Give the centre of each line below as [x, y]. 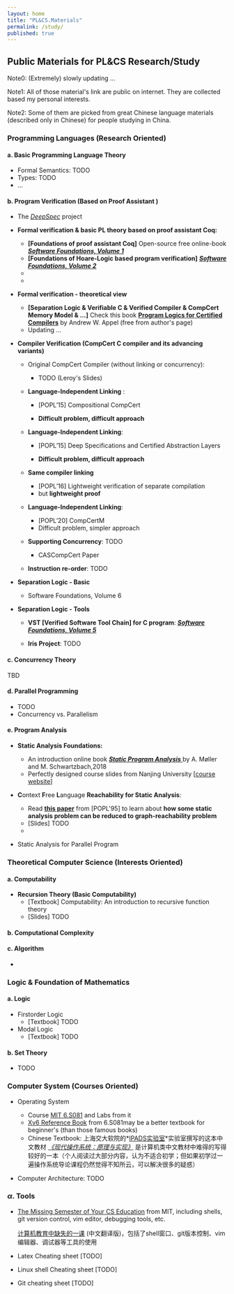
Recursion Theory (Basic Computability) [77, 895]
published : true [31, 33]
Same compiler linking [61, 473]
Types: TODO [37, 178]
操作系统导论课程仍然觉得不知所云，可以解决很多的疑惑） [116, 1164]
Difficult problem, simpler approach [89, 528]
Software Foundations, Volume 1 [76, 251]
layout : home [26, 14]
